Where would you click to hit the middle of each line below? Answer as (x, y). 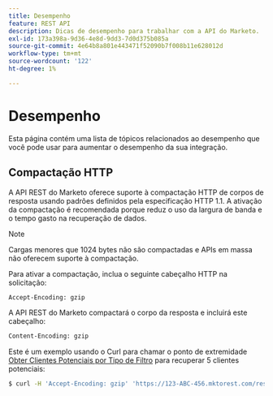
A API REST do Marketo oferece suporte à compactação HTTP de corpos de (136, 192)
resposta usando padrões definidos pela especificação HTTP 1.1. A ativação (135, 200)
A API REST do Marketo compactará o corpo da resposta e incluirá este (128, 312)
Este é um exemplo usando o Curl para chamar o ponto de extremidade (128, 352)
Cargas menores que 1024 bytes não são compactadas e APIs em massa (131, 249)
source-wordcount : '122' (50, 62)
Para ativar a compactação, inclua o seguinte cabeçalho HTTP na (118, 273)
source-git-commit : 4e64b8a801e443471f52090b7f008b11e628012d (116, 46)
